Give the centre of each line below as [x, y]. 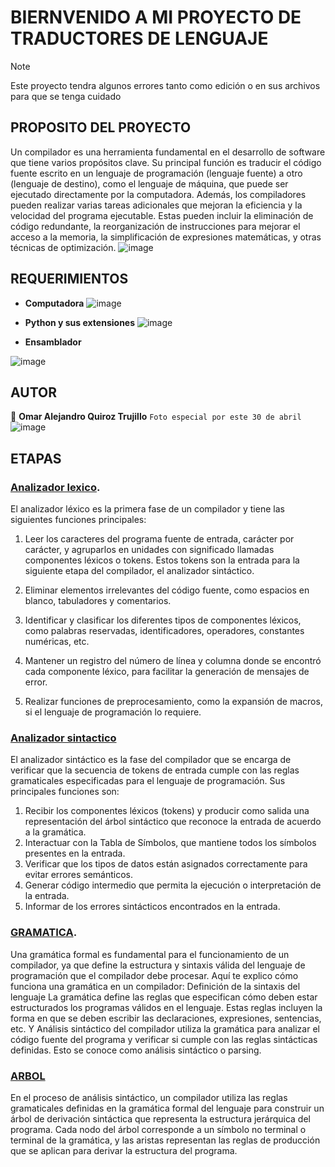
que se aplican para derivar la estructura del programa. [124, 1150]
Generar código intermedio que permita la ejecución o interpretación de [173, 885]
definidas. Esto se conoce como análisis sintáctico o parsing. [136, 1050]
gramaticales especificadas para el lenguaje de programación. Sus [148, 781]
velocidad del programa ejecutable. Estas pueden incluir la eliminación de [162, 215]
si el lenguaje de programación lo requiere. [113, 712]
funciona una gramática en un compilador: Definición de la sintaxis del [155, 986]
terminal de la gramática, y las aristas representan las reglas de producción [165, 1140]
